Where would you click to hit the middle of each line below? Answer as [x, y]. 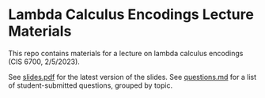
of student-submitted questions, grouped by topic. [90, 85]
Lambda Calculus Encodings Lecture [131, 15]
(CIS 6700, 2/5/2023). [44, 62]
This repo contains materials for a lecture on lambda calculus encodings [126, 53]
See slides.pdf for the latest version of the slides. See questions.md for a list [132, 77]
